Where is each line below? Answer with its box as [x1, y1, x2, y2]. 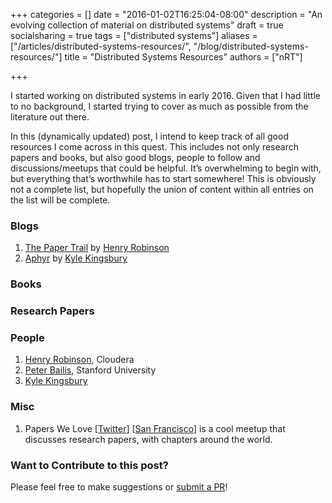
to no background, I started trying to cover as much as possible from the [10, 100, 309, 112]
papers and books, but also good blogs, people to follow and [10, 152, 261, 163]
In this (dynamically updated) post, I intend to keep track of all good [10, 130, 289, 142]
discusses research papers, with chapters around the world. [24, 433, 273, 445]
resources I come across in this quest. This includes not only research [10, 141, 299, 153]
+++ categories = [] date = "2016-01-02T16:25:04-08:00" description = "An [10, 9, 323, 20]
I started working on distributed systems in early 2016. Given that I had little [10, 90, 321, 101]
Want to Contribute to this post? [10, 458, 169, 472]
